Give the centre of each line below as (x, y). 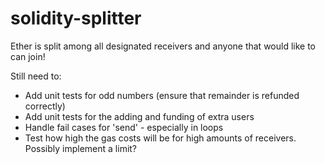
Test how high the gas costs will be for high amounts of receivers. (160, 138)
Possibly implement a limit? (81, 148)
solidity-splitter (76, 18)
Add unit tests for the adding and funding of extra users (139, 116)
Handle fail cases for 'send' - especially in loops (124, 127)
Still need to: (36, 76)
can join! (28, 56)
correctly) (45, 106)
